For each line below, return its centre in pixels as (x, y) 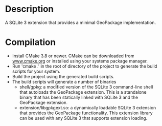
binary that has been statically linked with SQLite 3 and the (79, 97)
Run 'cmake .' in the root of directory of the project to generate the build (85, 66)
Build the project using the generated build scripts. (63, 76)
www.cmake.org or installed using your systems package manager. (80, 61)
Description (29, 9)
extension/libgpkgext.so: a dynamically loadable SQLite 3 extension (88, 107)
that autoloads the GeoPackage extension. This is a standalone (83, 92)
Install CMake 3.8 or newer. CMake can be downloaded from (73, 56)
